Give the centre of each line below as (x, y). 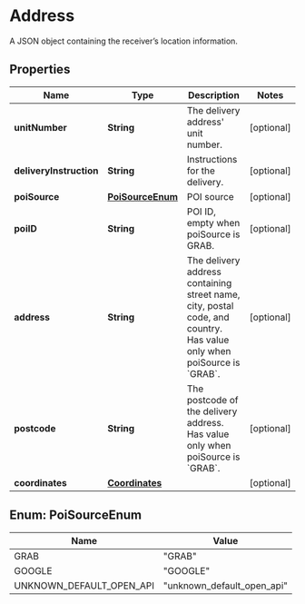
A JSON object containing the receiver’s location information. (124, 41)
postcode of (212, 400)
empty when (213, 223)
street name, (213, 294)
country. (205, 328)
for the (201, 171)
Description (214, 94)
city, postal (210, 305)
